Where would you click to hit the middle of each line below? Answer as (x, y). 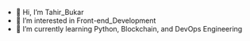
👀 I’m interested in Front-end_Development (86, 20)
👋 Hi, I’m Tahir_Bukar (50, 12)
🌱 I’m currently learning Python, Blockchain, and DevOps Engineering (129, 29)
